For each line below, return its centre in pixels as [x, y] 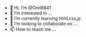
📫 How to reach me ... [33, 29]
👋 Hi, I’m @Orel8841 [30, 8]
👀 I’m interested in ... [31, 13]
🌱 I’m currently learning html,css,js [45, 18]
